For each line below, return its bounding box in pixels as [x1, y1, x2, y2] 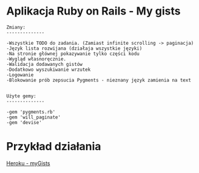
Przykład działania [6, 140, 101, 154]
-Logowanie [6, 71, 34, 78]
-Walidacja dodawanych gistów [6, 61, 83, 67]
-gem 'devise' [6, 119, 42, 125]
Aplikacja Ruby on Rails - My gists [6, 4, 181, 18]
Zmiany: [6, 24, 26, 30]
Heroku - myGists [6, 159, 50, 167]
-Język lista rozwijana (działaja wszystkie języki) [6, 45, 143, 51]
